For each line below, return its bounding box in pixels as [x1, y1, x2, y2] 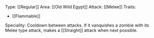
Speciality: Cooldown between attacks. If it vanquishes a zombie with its [5, 22, 149, 28]
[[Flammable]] [12, 13, 41, 19]
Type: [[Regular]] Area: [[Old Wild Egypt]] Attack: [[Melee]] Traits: [5, 4, 137, 9]
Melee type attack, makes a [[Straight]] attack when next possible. [5, 28, 138, 33]
